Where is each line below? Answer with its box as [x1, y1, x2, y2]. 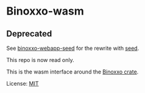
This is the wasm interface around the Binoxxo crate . [6, 68, 139, 75]
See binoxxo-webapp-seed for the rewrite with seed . [6, 44, 140, 52]
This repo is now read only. [6, 57, 74, 63]
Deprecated [6, 29, 52, 39]
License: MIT [6, 80, 39, 87]
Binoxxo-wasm [6, 4, 84, 18]
